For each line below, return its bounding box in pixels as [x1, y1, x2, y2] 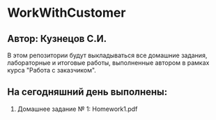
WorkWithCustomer [7, 5, 126, 21]
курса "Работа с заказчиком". [7, 66, 96, 74]
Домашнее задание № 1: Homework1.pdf [17, 105, 138, 113]
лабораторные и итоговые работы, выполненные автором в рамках [7, 59, 210, 67]
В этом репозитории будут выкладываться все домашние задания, [7, 51, 208, 59]
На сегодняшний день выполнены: [7, 86, 168, 98]
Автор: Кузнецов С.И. [7, 33, 107, 45]
